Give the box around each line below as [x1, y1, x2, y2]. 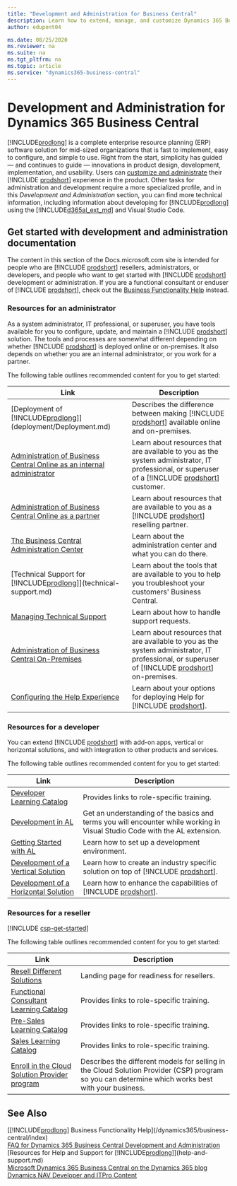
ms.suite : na [7, 49, 46, 57]
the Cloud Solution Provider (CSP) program [80, 1065, 224, 1075]
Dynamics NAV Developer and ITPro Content [7, 1171, 138, 1180]
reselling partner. [131, 519, 188, 529]
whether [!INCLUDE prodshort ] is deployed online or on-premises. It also [7, 342, 219, 351]
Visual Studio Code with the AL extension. [83, 826, 221, 835]
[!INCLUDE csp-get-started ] [7, 924, 90, 933]
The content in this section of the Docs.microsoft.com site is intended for [7, 256, 220, 264]
